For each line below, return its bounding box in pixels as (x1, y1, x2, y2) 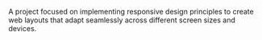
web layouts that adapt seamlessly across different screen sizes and (8, 15, 235, 25)
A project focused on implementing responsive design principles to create (8, 7, 254, 16)
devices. (8, 24, 37, 33)
